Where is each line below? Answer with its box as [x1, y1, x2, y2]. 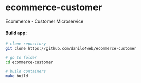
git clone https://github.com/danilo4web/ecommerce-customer [5, 46, 137, 51]
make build [5, 73, 28, 78]
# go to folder [5, 55, 37, 60]
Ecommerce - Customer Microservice [5, 18, 84, 24]
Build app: [5, 30, 27, 36]
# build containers [5, 69, 46, 74]
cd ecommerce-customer [5, 60, 53, 65]
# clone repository [5, 41, 46, 47]
